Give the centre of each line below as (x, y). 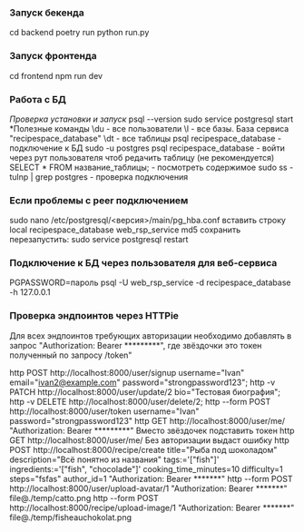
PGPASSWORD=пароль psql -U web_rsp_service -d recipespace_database (150, 282)
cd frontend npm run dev (56, 75)
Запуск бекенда (47, 13)
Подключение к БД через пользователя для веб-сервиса (143, 263)
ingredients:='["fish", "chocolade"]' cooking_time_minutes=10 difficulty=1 (146, 468)
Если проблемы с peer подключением (99, 200)
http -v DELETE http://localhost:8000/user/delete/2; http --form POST (140, 401)
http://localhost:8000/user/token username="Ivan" (104, 411)
